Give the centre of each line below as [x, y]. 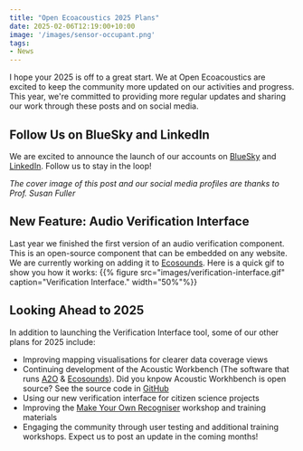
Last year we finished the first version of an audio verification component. [147, 243]
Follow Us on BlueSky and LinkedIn [109, 134]
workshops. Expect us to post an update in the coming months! [140, 437]
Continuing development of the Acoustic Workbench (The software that [156, 369]
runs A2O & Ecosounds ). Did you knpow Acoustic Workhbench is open [154, 379]
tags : [19, 43]
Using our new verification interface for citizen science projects [141, 398]
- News [22, 52]
